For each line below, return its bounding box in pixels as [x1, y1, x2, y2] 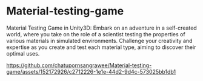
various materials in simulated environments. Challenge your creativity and [6, 37, 193, 44]
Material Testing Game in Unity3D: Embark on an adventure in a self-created [6, 24, 197, 31]
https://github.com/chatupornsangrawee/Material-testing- [6, 62, 152, 69]
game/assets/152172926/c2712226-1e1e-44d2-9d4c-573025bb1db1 [6, 68, 176, 75]
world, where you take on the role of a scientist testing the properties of [6, 30, 186, 37]
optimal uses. [6, 50, 40, 57]
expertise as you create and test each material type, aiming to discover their [6, 44, 196, 51]
